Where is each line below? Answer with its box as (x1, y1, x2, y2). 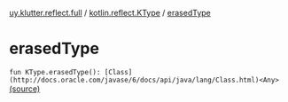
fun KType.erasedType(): (9, 67, 101, 76)
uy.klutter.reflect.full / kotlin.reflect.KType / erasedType (9, 8, 211, 18)
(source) (9, 83, 41, 94)
